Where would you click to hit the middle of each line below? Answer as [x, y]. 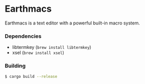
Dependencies [23, 36]
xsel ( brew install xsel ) [38, 53]
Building [15, 66]
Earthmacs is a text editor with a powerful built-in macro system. [72, 23]
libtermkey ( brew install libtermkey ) [52, 47]
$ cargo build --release [31, 76]
